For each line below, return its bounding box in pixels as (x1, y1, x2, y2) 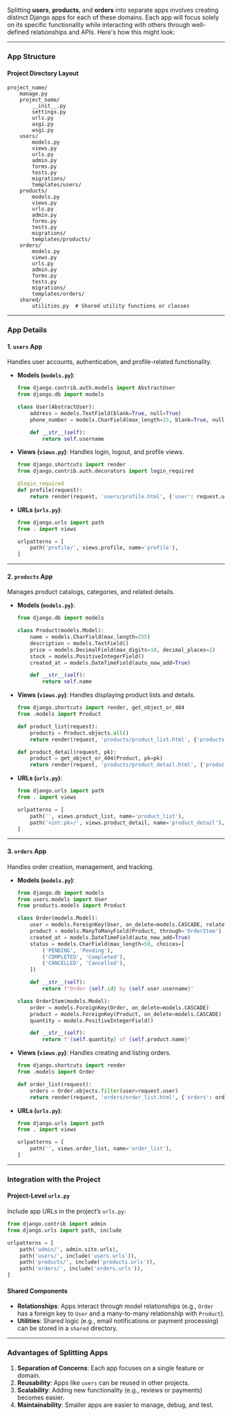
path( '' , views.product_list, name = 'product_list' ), (30, 812, 185, 820)
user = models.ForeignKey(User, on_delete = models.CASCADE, (30, 921, 204, 928)
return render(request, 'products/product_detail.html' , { (30, 762, 204, 769)
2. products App (7, 572, 53, 581)
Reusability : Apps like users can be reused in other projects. (17, 1379, 190, 1387)
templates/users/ (32, 182, 81, 189)
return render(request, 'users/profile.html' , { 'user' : (30, 493, 194, 500)
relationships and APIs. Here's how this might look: (30, 28, 175, 36)
